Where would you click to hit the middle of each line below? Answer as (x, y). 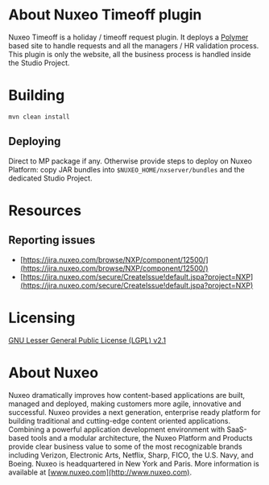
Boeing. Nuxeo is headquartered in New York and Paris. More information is (134, 463)
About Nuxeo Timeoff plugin (105, 15)
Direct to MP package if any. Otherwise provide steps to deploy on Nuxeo (130, 161)
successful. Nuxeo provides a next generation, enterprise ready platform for (134, 412)
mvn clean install (39, 117)
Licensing (42, 318)
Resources (45, 210)
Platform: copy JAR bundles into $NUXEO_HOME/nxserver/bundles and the (127, 169)
